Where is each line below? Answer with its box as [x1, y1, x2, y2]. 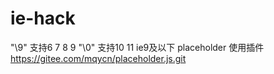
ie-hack [10, 7, 76, 30]
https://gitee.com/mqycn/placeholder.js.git [10, 52, 187, 64]
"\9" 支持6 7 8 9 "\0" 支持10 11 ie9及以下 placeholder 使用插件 [10, 41, 265, 53]
